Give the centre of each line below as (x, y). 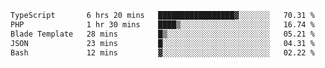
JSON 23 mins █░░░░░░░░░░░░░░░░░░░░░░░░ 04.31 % (162, 43)
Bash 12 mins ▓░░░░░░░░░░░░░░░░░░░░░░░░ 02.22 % (162, 52)
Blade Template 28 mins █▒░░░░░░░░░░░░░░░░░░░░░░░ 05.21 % (162, 34)
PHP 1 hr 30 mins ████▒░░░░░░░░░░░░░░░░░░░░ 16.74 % (162, 24)
